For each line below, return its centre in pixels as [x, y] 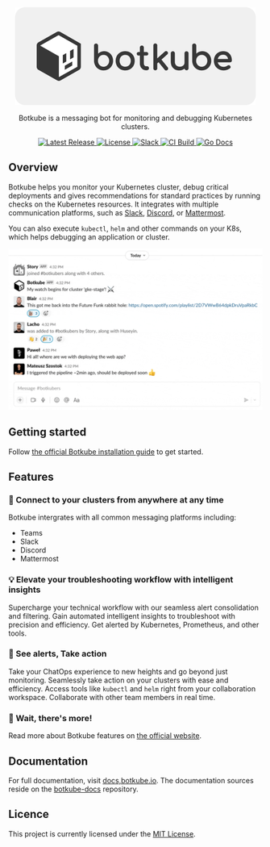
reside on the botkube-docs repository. [73, 789]
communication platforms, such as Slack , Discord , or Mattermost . [117, 212]
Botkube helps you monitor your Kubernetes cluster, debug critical [118, 187]
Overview [33, 167]
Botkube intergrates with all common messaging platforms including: [122, 517]
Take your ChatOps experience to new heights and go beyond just [118, 671]
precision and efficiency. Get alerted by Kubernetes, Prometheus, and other [134, 624]
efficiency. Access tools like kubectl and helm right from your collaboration [132, 688]
